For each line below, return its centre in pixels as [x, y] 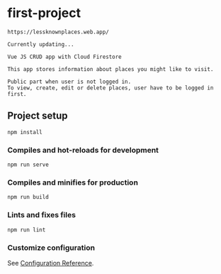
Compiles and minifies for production [73, 182]
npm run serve [28, 165]
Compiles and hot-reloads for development [83, 150]
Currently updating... [41, 44]
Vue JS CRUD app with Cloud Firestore [64, 57]
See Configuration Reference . [51, 263]
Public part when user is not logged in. [69, 82]
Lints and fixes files [42, 215]
